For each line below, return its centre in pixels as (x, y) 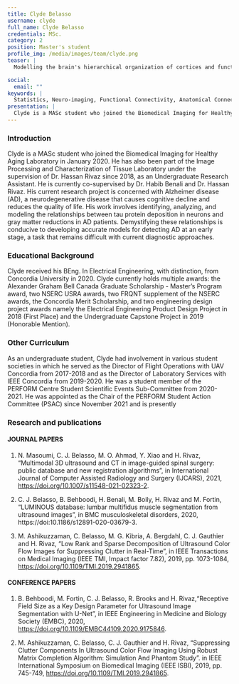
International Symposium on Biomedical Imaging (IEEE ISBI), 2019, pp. (120, 665)
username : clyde (31, 21)
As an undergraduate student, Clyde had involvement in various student (113, 358)
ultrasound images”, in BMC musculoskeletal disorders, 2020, (108, 514)
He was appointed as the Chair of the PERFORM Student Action (118, 396)
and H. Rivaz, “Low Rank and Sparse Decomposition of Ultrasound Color (124, 543)
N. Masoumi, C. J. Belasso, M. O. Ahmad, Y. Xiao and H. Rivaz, (109, 455)
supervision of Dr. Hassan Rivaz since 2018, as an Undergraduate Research (118, 176)
